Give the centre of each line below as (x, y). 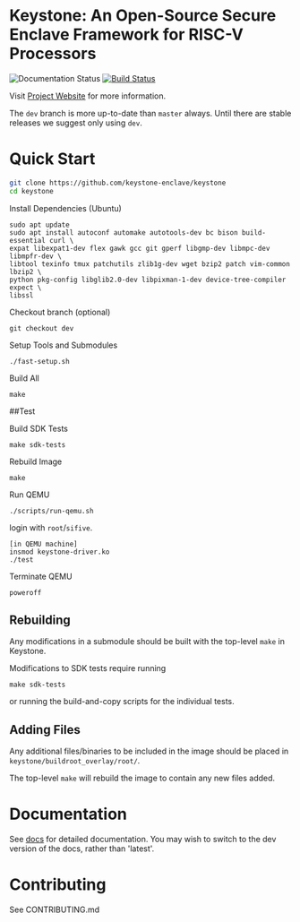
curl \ (61, 240)
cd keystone (31, 191)
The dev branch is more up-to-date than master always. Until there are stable (150, 113)
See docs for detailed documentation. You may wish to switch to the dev (143, 840)
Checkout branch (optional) (60, 312)
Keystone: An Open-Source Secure (143, 16)
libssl (21, 295)
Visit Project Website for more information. (88, 96)
